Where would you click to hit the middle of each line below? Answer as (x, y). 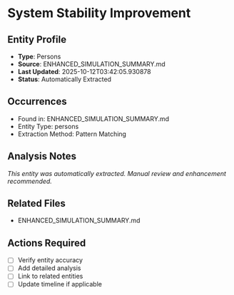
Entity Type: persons (48, 126)
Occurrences (37, 102)
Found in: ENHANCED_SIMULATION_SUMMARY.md (93, 118)
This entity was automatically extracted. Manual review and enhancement (117, 173)
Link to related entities (50, 276)
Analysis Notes (42, 156)
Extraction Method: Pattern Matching (72, 134)
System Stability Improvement (99, 13)
